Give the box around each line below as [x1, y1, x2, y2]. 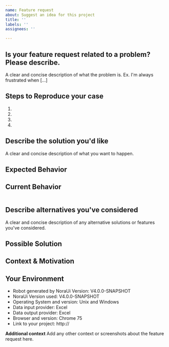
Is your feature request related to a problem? [5, 50, 151, 59]
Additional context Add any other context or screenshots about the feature [5, 331, 164, 337]
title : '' [5, 17, 27, 22]
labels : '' [5, 22, 29, 27]
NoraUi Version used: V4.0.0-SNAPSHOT [12, 293, 100, 300]
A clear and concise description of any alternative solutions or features [5, 219, 155, 226]
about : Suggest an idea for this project [5, 12, 95, 17]
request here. [5, 336, 34, 342]
